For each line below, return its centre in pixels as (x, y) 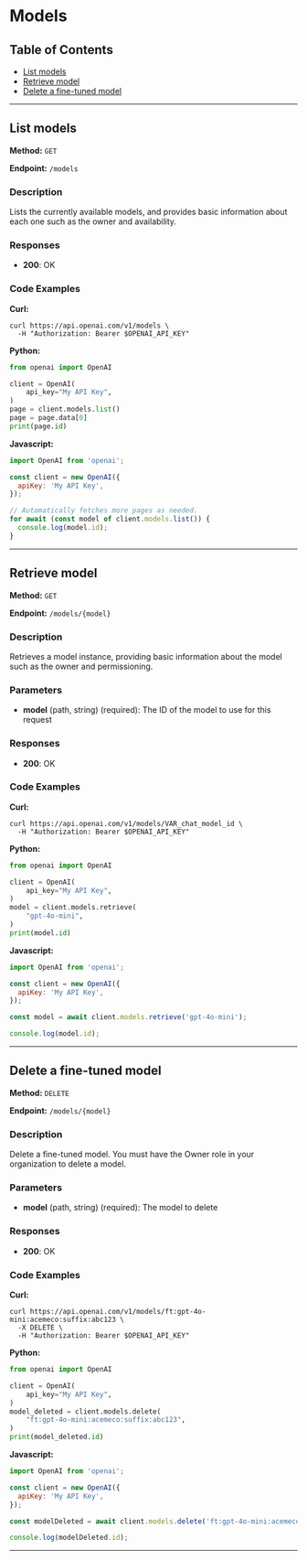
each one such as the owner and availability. (93, 221)
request (37, 720)
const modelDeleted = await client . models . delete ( (108, 1521)
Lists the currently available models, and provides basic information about (148, 212)
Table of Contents (62, 50)
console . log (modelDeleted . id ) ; (69, 1538)
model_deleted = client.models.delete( (85, 1411)
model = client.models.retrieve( (73, 908)
